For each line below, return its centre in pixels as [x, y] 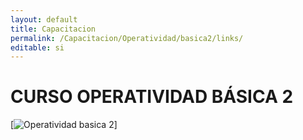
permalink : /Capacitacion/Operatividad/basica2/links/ [127, 38]
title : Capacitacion [53, 29]
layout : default [44, 19]
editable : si [37, 47]
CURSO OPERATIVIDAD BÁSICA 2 [152, 97]
